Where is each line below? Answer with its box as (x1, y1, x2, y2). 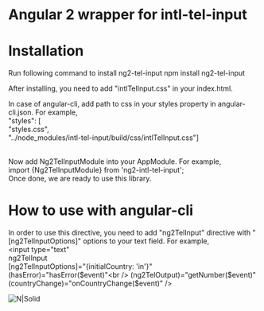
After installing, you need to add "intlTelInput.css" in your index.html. (8, 84, 233, 93)
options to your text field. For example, (83, 236, 209, 246)
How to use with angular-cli (8, 201, 193, 220)
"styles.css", (8, 125, 49, 134)
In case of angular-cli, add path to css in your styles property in (8, 99, 216, 109)
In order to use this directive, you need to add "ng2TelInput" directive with (8, 228, 251, 238)
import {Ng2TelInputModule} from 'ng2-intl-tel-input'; (8, 165, 184, 175)
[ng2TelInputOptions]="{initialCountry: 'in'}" (8, 262, 153, 271)
